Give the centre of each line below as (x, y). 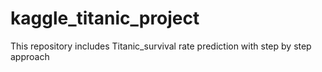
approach (30, 56)
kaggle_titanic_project (105, 18)
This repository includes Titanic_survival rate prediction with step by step (161, 46)
